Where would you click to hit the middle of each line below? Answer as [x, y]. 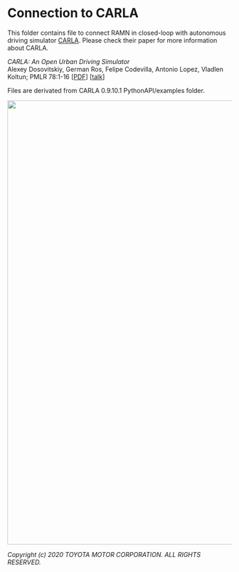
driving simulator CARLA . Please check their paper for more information [112, 40]
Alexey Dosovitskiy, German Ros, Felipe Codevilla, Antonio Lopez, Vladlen [116, 69]
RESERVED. [24, 562]
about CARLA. [28, 48]
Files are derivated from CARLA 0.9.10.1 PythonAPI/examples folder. [106, 90]
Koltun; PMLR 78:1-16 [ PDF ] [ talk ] [56, 77]
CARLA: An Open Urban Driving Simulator [69, 61]
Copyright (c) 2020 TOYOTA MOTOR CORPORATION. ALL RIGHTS [104, 554]
